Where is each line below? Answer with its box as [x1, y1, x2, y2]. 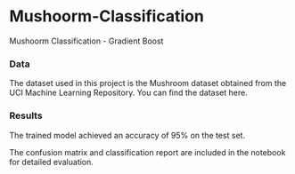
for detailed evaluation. [9, 156, 94, 167]
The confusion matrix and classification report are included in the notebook [9, 146, 286, 157]
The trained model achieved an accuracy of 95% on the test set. [9, 130, 246, 140]
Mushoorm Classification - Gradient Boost [9, 36, 164, 46]
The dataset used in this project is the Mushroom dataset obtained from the [9, 78, 287, 89]
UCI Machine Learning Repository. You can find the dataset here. [9, 87, 248, 99]
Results [9, 109, 43, 122]
